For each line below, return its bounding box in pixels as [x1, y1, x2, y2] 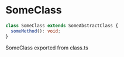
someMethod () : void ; [11, 28, 61, 34]
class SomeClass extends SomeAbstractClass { [5, 23, 118, 28]
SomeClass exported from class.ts [5, 44, 88, 51]
